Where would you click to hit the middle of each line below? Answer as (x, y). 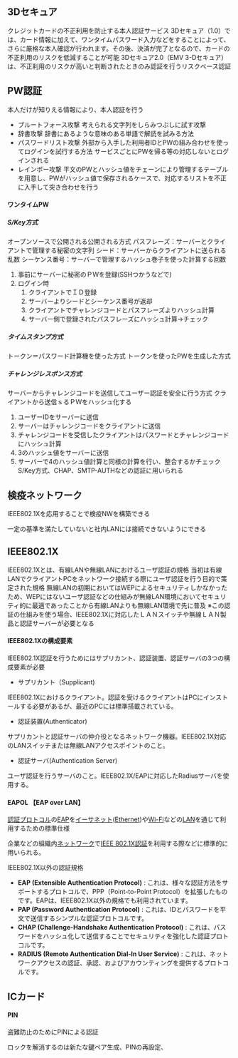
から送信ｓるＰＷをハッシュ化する (82, 402)
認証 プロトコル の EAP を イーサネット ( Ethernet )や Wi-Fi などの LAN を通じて (114, 820)
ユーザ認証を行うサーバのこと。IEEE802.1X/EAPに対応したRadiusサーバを (115, 776)
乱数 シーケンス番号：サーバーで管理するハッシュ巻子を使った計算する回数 (117, 260)
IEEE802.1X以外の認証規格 (45, 868)
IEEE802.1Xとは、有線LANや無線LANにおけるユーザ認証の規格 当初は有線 (115, 570)
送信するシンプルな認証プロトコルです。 (89, 918)
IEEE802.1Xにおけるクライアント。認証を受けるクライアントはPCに (106, 697)
